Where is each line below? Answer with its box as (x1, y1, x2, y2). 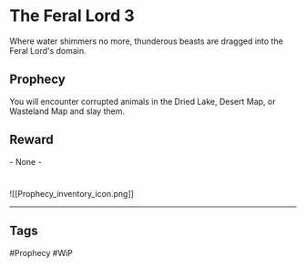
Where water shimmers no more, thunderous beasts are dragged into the (9, 36, 284, 46)
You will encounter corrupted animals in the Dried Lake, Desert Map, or (9, 96, 276, 107)
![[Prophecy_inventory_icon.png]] (9, 188, 135, 199)
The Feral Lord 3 (9, 5, 135, 26)
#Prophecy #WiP (9, 247, 73, 258)
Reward (9, 132, 55, 148)
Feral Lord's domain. (9, 45, 87, 56)
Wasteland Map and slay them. (9, 106, 126, 117)
